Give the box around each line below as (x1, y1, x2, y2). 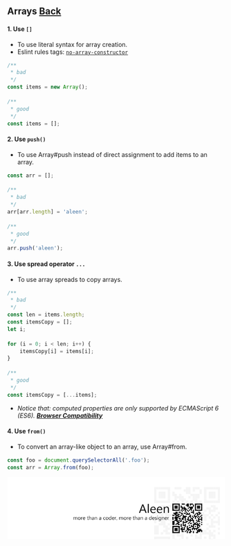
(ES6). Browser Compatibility (17, 411, 103, 420)
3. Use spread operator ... (7, 259, 86, 268)
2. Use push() (7, 135, 46, 144)
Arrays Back (7, 6, 62, 17)
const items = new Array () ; (7, 84, 89, 91)
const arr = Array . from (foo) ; (7, 464, 95, 471)
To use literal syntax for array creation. (17, 40, 128, 48)
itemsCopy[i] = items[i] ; (19, 348, 95, 355)
